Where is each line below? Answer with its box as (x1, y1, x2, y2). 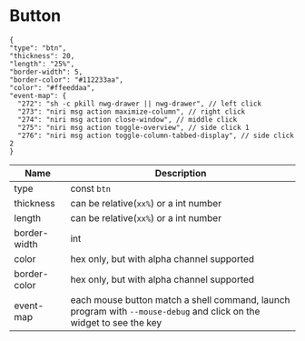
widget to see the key (70, 316, 162, 328)
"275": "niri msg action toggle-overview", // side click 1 (17, 123, 250, 132)
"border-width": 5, (9, 67, 84, 76)
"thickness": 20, (9, 51, 75, 60)
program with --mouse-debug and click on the (70, 305, 261, 317)
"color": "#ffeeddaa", (9, 83, 95, 92)
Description (154, 166, 207, 179)
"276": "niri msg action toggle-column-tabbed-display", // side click (17, 131, 295, 140)
